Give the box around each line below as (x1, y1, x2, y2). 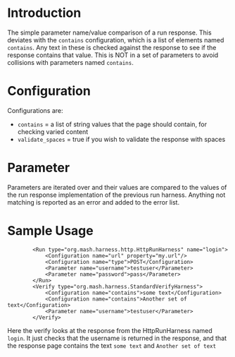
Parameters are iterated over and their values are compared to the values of (7, 183, 227, 191)
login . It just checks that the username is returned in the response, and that (7, 334, 227, 342)
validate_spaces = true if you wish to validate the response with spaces (17, 135, 226, 143)
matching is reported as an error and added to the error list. (7, 198, 180, 206)
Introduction (7, 5, 82, 21)
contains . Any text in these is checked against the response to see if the (7, 43, 217, 52)
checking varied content (17, 127, 89, 135)
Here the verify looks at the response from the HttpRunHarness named (7, 326, 212, 334)
